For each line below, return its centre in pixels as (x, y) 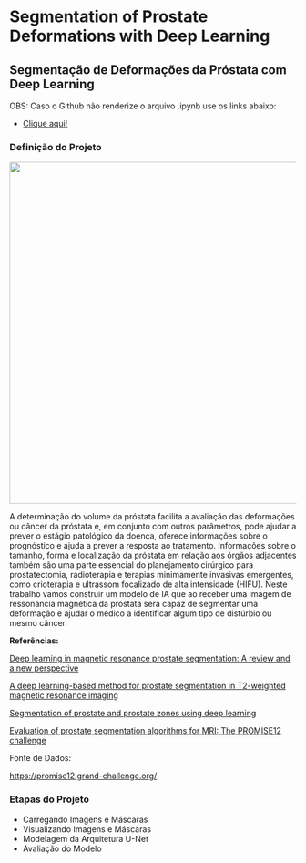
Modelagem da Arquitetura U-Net (85, 838)
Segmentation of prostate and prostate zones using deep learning (133, 714)
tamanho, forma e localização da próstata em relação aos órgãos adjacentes (153, 555)
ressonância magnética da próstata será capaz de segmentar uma (134, 604)
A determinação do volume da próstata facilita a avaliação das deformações (152, 517)
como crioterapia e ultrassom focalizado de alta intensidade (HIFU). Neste (148, 584)
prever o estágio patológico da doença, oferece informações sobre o (139, 536)
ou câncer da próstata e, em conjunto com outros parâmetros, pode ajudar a (153, 527)
